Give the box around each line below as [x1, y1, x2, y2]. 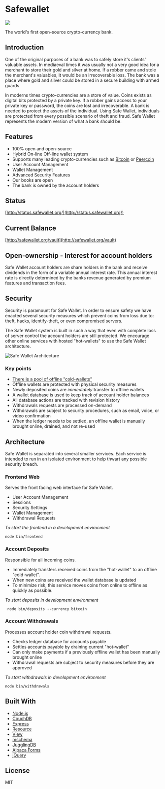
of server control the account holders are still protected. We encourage [5, 333, 150, 339]
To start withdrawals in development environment [5, 674, 106, 680]
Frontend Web [5, 473, 40, 480]
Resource [12, 726, 32, 732]
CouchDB [12, 716, 32, 721]
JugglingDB [12, 742, 36, 748]
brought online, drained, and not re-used [12, 423, 95, 429]
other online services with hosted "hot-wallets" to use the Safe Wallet [5, 338, 146, 343]
